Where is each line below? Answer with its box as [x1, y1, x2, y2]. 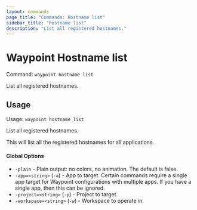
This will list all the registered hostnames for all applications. [6, 138, 155, 146]
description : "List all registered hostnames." [6, 25, 127, 32]
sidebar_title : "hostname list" [6, 20, 87, 26]
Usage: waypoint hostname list [6, 116, 84, 122]
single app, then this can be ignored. [14, 184, 106, 192]
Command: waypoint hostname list [6, 71, 94, 78]
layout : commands [6, 8, 50, 15]
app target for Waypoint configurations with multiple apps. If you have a [14, 178, 192, 186]
